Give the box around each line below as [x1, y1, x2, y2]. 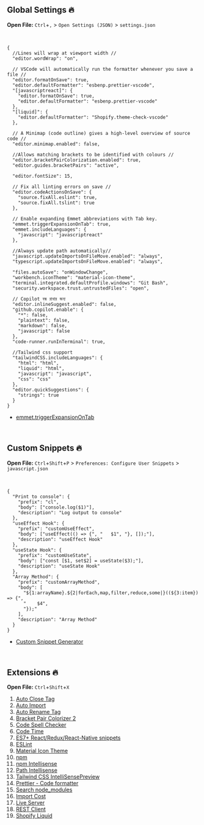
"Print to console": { [12, 493, 70, 500]
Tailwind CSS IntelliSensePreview [15, 773, 100, 780]
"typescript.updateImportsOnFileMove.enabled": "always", [12, 258, 164, 264]
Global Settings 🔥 [7, 5, 75, 15]
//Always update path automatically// [12, 247, 112, 254]
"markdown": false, [18, 322, 68, 329]
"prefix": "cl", [18, 499, 60, 505]
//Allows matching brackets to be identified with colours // [12, 151, 174, 158]
